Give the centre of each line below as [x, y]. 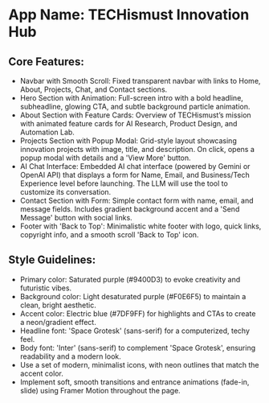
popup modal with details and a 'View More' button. [105, 158]
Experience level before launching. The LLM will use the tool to [124, 183]
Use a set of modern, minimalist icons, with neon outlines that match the [139, 364]
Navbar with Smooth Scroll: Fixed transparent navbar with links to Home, [140, 81]
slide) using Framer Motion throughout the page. [100, 390]
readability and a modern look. [71, 356]
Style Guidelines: [52, 260]
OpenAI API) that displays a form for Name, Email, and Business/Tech [135, 175]
